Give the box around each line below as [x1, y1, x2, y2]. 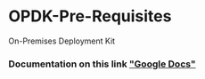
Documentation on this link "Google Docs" [8, 58, 197, 70]
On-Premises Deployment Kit [8, 36, 116, 46]
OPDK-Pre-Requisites [8, 6, 172, 27]
